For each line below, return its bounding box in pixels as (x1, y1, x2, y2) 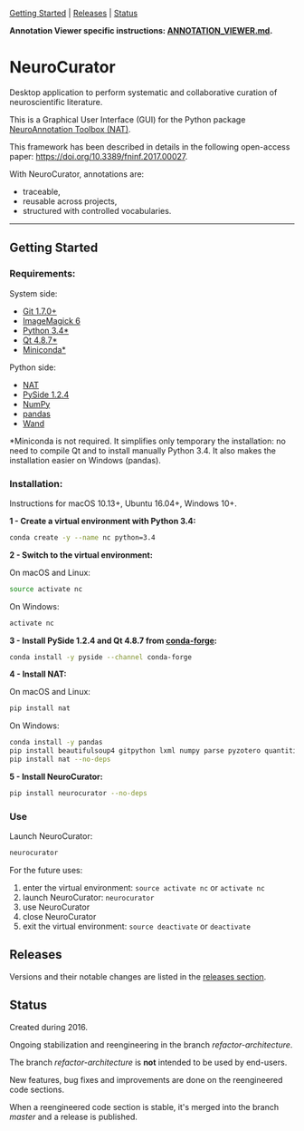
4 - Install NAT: (9, 668, 67, 679)
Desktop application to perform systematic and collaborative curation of (9, 86, 278, 98)
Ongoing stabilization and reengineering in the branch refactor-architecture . (9, 1038, 293, 1050)
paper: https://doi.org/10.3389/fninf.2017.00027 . (9, 151, 188, 161)
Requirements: (9, 268, 76, 280)
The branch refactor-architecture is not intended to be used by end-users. (9, 1057, 288, 1068)
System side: (9, 288, 58, 298)
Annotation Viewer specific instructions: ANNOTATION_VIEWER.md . (9, 25, 273, 35)
